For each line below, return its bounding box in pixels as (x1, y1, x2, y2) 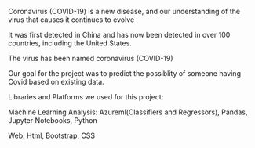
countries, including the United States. (8, 38, 132, 48)
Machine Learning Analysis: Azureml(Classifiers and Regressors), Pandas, (8, 107, 248, 117)
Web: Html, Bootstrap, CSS (8, 131, 96, 140)
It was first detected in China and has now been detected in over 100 (8, 31, 231, 39)
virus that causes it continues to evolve (8, 15, 135, 24)
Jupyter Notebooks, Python (8, 116, 97, 125)
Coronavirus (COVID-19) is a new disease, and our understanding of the (8, 7, 241, 16)
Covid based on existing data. (8, 78, 104, 86)
